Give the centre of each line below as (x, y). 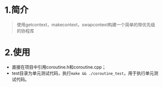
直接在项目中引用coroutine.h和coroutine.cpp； (59, 67)
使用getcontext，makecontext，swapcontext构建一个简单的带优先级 (86, 25)
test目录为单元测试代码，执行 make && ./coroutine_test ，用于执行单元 (83, 73)
